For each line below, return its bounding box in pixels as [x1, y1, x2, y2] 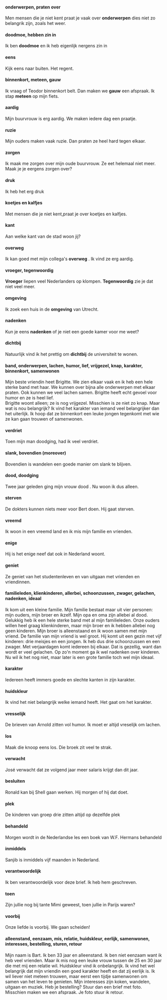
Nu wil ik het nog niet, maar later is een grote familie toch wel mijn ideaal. [5, 654, 155, 660]
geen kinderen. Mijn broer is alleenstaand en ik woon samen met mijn [5, 628, 147, 634]
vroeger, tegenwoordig [5, 267, 54, 273]
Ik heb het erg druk [5, 188, 44, 194]
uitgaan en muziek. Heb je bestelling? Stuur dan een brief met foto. [5, 984, 143, 990]
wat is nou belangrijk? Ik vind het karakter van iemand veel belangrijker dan [5, 405, 160, 411]
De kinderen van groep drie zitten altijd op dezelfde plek [5, 812, 120, 818]
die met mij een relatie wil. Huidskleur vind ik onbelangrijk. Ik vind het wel [5, 963, 155, 969]
